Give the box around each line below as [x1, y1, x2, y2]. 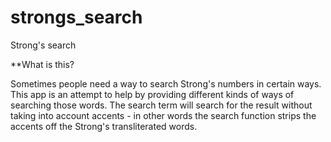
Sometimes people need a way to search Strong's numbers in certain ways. [10, 77, 322, 90]
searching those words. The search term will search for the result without [10, 99, 313, 111]
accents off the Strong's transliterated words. [10, 120, 198, 132]
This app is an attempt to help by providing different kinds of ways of [10, 88, 295, 100]
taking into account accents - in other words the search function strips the [10, 109, 317, 121]
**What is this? [10, 58, 75, 70]
